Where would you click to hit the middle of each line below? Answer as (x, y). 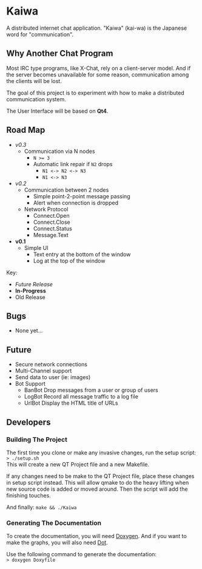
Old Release (30, 297)
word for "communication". (40, 34)
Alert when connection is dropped (76, 203)
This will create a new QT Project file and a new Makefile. (78, 464)
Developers (29, 422)
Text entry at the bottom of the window (82, 254)
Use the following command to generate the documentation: (81, 554)
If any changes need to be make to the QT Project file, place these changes (100, 476)
